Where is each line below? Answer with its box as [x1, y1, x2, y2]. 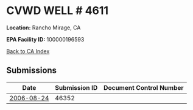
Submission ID [54, 83, 98, 92]
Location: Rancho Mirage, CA [6, 24, 81, 31]
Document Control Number [103, 83, 184, 92]
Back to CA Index [6, 47, 50, 55]
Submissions [6, 65, 57, 76]
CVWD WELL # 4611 [6, 4, 108, 18]
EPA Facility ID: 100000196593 [6, 35, 85, 43]
